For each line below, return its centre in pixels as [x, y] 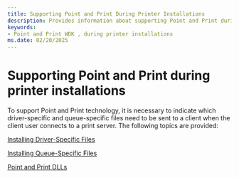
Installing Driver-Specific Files [51, 140]
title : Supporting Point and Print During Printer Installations [106, 14]
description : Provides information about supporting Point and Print [113, 21]
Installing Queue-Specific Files [52, 153]
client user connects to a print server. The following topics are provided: [113, 126]
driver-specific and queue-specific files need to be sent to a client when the [119, 118]
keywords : [22, 27]
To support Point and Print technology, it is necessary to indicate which [112, 110]
